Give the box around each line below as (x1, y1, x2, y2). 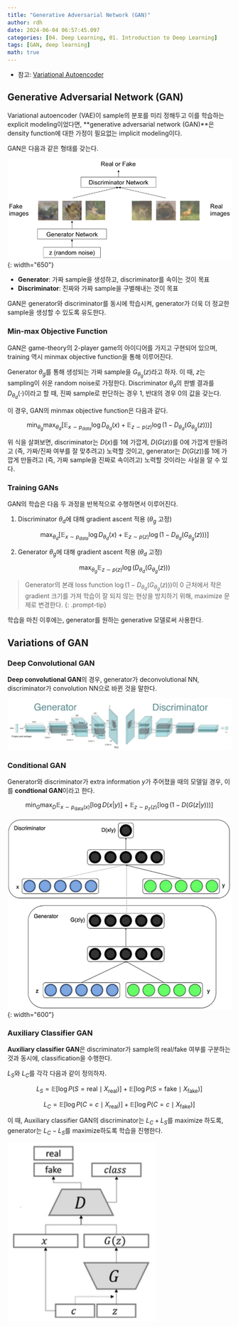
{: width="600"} (7, 1010, 55, 1018)
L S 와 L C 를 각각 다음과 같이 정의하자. (7, 1069, 107, 1079)
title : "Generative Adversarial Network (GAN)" (7, 11, 151, 18)
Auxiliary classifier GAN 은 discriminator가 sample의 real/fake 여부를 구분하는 (7, 1045, 231, 1053)
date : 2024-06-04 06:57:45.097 (7, 26, 100, 33)
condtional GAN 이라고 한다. (14, 786, 95, 794)
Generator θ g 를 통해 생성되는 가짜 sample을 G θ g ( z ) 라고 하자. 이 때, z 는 (7, 367, 206, 378)
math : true (7, 49, 40, 56)
